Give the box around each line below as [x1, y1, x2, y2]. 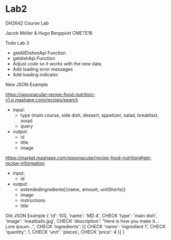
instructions [20, 197, 46, 203]
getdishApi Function [12, 55, 55, 61]
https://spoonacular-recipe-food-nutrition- [5, 91, 96, 97]
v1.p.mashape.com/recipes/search [5, 97, 78, 103]
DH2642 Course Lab [5, 20, 49, 26]
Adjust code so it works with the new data [12, 60, 101, 67]
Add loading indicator [12, 71, 58, 77]
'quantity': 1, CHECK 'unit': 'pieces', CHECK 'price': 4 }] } [5, 229, 125, 235]
